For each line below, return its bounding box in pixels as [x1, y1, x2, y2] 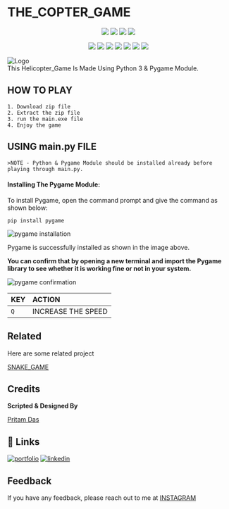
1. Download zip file [7, 103, 71, 110]
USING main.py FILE [7, 141, 97, 153]
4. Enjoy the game [7, 121, 61, 129]
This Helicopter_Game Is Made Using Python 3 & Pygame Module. [7, 64, 199, 73]
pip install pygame [7, 217, 65, 224]
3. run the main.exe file [7, 115, 83, 122]
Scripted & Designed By [7, 402, 78, 410]
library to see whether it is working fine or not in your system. [7, 264, 192, 272]
